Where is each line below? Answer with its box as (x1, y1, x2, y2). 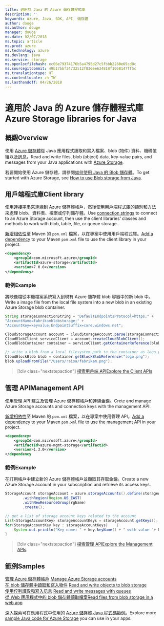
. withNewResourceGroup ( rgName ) (22, 500, 86, 505)
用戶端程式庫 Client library (5, 190, 84, 198)
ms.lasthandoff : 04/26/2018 (5, 80, 62, 85)
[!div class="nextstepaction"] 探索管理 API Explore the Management (17, 541, 153, 547)
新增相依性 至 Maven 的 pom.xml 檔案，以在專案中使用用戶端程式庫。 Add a (5, 231, 153, 237)
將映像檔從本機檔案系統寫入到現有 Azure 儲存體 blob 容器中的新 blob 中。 (5, 294, 153, 300)
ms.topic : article (5, 39, 42, 44)
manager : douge (5, 30, 36, 35)
